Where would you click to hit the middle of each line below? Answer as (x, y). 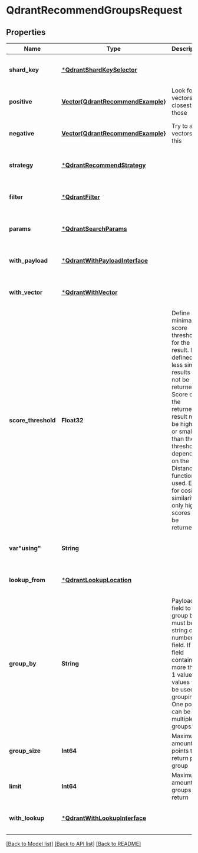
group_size (25, 751)
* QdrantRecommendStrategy (104, 165)
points (180, 751)
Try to (180, 126)
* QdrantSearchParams (94, 229)
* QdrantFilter (81, 197)
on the (181, 461)
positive (21, 101)
